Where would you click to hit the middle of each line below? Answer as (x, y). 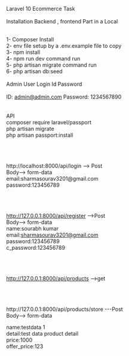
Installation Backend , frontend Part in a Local (62, 21)
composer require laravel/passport (49, 122)
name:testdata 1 (26, 327)
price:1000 (19, 340)
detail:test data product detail (42, 333)
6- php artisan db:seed (34, 71)
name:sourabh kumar (32, 228)
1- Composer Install (30, 39)
